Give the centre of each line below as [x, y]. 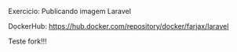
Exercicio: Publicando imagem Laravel [70, 11]
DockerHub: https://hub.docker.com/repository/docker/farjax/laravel [118, 26]
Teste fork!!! [27, 41]
